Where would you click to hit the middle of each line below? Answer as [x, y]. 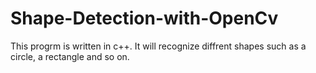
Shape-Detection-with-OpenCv [144, 18]
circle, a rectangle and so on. [70, 56]
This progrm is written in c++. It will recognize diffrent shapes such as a [158, 46]
